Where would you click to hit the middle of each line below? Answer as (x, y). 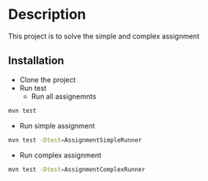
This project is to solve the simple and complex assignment (104, 36)
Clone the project (47, 79)
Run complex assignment (60, 155)
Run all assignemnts (64, 96)
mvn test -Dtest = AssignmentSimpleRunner (75, 140)
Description (47, 14)
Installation (36, 61)
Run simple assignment (57, 125)
